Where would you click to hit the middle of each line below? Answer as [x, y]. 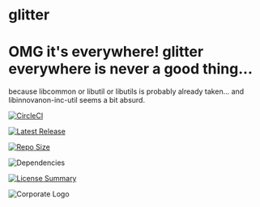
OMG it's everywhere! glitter [106, 52]
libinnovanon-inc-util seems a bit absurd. [77, 100]
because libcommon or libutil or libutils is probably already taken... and [126, 91]
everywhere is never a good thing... [131, 69]
